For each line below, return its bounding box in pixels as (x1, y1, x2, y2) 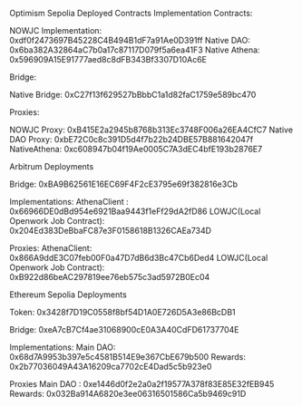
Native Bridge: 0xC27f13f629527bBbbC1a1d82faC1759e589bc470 (9, 90, 257, 100)
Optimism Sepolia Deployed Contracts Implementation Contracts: (9, 8, 253, 18)
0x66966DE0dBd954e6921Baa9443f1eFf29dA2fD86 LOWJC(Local (9, 206, 261, 217)
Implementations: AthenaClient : (9, 197, 129, 207)
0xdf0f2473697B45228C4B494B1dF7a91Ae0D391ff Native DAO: (9, 35, 251, 45)
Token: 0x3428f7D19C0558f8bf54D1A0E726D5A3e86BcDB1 (9, 307, 236, 317)
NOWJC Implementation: (9, 25, 102, 35)
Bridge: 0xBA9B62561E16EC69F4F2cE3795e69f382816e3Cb (9, 179, 239, 189)
